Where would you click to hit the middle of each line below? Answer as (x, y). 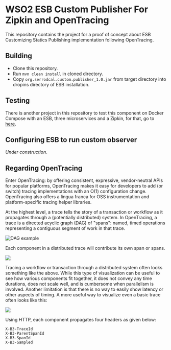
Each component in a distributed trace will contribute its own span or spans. (85, 248)
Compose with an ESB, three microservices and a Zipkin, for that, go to (80, 118)
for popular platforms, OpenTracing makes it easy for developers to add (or (84, 186)
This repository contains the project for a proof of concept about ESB (78, 34)
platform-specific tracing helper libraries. (48, 202)
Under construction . (26, 152)
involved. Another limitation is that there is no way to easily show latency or (84, 289)
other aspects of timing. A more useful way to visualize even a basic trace (83, 295)
